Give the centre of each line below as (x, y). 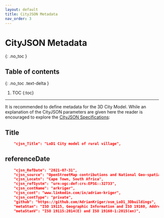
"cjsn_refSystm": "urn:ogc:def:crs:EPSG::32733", (65, 184)
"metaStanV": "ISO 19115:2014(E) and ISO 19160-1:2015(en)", (77, 211)
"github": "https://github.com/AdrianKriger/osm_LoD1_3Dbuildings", (85, 202)
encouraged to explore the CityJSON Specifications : (58, 117)
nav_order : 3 (18, 19)
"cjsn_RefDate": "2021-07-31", (46, 170)
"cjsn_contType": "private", (43, 197)
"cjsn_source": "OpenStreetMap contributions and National (75, 175)
